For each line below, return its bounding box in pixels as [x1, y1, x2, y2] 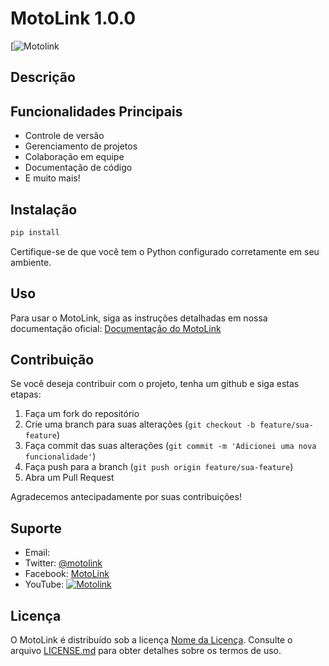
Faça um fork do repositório [24, 408, 140, 420]
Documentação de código [24, 162, 133, 174]
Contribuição [10, 352, 95, 369]
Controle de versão [24, 130, 105, 142]
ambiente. [10, 256, 52, 268]
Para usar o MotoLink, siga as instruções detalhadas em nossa [10, 312, 268, 324]
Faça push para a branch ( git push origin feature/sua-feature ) [24, 461, 294, 473]
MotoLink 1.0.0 [10, 7, 137, 30]
